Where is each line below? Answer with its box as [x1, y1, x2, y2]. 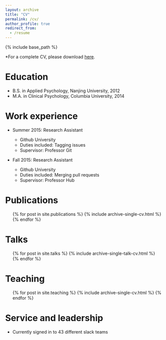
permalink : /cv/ [5, 16, 39, 21]
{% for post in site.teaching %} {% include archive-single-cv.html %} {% [12, 290, 162, 296]
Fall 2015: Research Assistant [12, 157, 73, 163]
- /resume [9, 30, 30, 35]
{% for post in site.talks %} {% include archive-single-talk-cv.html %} [12, 250, 156, 256]
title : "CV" [5, 12, 30, 17]
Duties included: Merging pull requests [19, 171, 100, 177]
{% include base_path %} [5, 44, 58, 50]
